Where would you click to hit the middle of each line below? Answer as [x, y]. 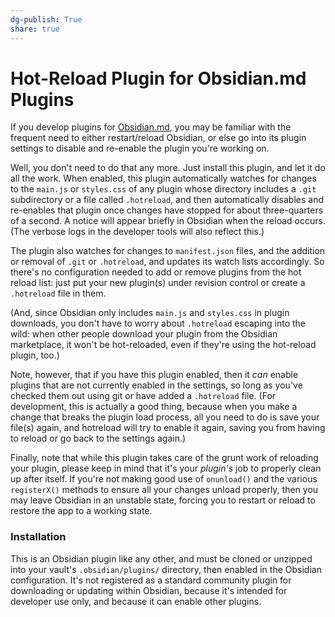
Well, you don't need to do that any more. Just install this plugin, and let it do [168, 168]
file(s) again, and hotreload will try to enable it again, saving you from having [168, 428]
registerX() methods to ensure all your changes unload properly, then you [164, 490]
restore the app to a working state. [81, 511]
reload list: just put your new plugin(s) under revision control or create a [158, 283]
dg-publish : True [46, 19]
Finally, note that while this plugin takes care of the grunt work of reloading [164, 458]
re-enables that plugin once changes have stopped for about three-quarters [167, 210]
